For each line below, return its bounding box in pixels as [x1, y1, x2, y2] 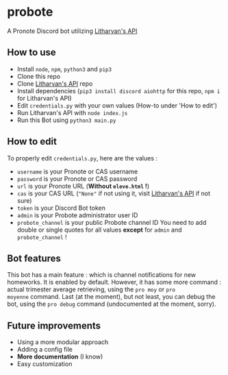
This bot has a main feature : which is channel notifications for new [7, 271, 197, 279]
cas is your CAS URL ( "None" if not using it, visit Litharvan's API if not [16, 189, 211, 197]
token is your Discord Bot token [16, 204, 106, 212]
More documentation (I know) [16, 352, 103, 361]
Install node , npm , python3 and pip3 [16, 64, 112, 73]
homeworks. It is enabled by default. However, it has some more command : [7, 278, 221, 287]
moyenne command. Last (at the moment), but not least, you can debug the [7, 293, 216, 301]
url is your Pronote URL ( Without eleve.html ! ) [16, 182, 150, 190]
